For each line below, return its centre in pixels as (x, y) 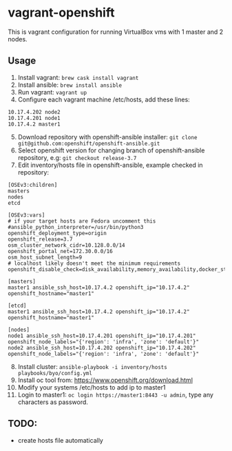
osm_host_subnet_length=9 (45, 257)
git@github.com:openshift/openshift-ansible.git (89, 143)
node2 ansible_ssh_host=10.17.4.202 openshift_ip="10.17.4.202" (102, 348)
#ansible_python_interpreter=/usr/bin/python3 (76, 227)
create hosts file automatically (61, 440)
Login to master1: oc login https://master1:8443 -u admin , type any (116, 394)
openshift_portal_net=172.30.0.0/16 (60, 251)
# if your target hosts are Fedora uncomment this (82, 221)
